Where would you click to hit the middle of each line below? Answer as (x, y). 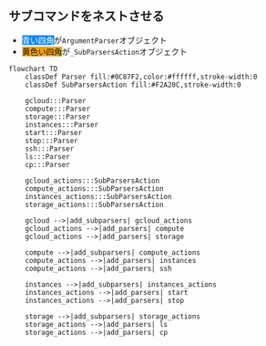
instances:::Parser (62, 125)
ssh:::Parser (50, 149)
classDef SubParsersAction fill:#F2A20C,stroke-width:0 (133, 85)
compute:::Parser (58, 109)
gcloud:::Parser (56, 100)
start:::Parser (54, 132)
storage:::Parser (58, 117)
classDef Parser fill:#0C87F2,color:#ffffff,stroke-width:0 (141, 77)
